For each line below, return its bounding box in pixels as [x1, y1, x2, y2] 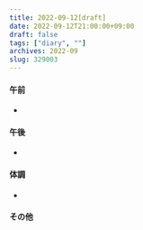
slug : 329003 [9, 55, 58, 64]
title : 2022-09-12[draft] [9, 13, 106, 23]
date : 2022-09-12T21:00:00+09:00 [9, 22, 135, 31]
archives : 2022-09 [9, 47, 78, 56]
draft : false [9, 30, 58, 39]
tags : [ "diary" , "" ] [9, 38, 87, 48]
